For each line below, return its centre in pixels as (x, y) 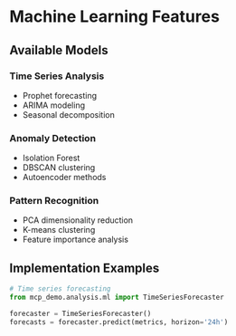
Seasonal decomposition (68, 114)
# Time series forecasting (60, 289)
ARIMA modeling (54, 105)
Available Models (59, 50)
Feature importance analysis (76, 240)
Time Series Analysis (57, 76)
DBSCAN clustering (59, 168)
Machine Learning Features (114, 17)
